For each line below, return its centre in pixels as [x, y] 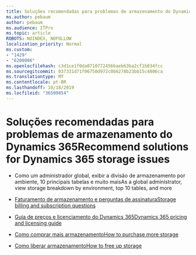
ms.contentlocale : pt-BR [36, 82]
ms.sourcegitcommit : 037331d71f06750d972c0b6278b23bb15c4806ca [85, 71]
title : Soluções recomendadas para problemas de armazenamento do [88, 11]
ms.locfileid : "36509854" [37, 93]
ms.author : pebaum [28, 17]
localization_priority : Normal [44, 44]
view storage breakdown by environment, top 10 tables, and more [93, 188]
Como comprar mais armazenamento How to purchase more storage [97, 234]
